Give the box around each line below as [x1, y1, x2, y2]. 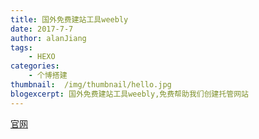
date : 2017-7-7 [10, 24, 74, 34]
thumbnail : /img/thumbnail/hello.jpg [10, 80, 172, 90]
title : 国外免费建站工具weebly [10, 14, 129, 25]
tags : [10, 42, 33, 53]
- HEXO [28, 52, 56, 62]
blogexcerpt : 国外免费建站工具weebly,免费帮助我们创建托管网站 [10, 89, 250, 99]
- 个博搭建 [28, 71, 68, 81]
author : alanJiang [10, 33, 87, 43]
